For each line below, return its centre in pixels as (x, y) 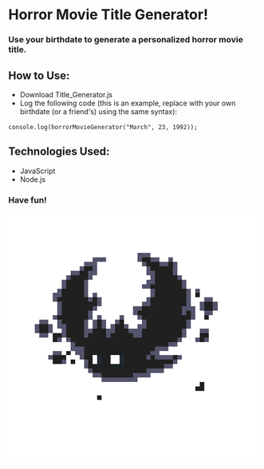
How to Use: (39, 75)
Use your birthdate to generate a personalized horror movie (126, 40)
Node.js (33, 179)
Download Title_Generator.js (66, 94)
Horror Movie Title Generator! (108, 15)
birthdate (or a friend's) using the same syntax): (99, 111)
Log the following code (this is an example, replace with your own (128, 103)
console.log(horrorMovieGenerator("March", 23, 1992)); (103, 127)
